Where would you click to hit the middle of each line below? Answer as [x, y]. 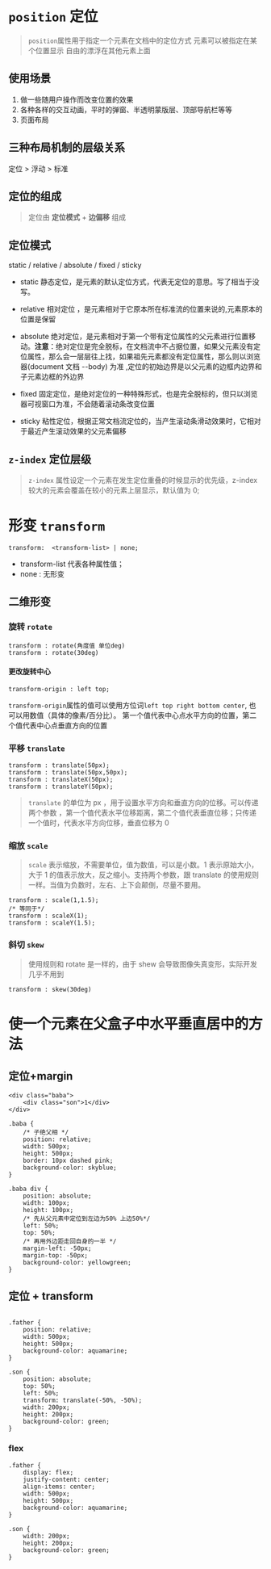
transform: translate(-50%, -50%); [83, 1400]
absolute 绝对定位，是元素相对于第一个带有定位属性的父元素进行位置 [134, 337]
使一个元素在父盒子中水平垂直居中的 [129, 1024]
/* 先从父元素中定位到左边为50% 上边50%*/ [87, 1219]
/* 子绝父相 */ [46, 1132]
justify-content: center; [67, 1479]
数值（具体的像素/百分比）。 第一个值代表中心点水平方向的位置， [136, 715]
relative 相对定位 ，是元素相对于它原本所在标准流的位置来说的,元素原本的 [141, 309]
